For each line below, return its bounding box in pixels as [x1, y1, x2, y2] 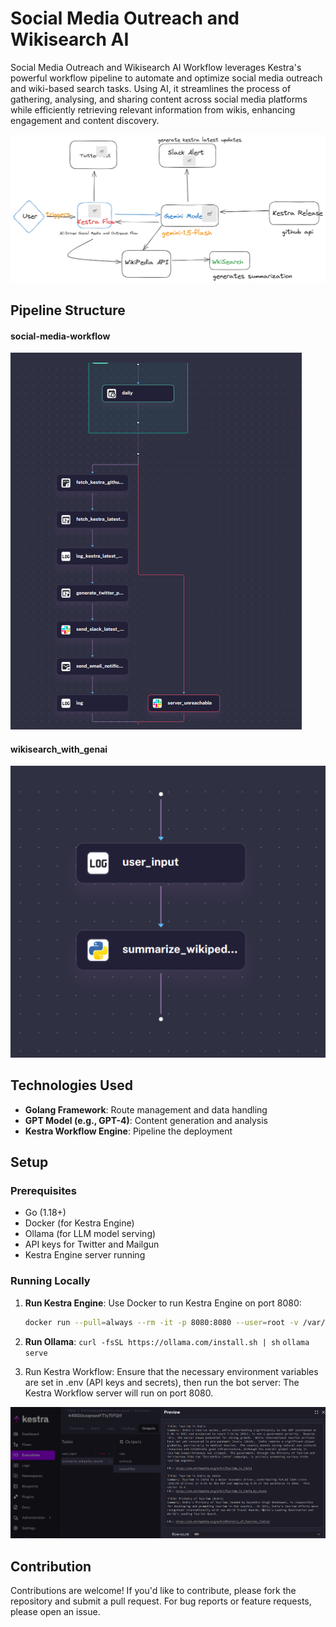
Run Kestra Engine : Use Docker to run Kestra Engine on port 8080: [24, 1297, 302, 1309]
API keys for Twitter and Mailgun [24, 1238, 160, 1251]
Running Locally [10, 1274, 91, 1288]
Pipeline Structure [10, 302, 126, 319]
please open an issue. [10, 1606, 101, 1618]
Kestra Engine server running [24, 1249, 146, 1261]
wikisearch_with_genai [10, 743, 108, 755]
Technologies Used [10, 1077, 133, 1094]
